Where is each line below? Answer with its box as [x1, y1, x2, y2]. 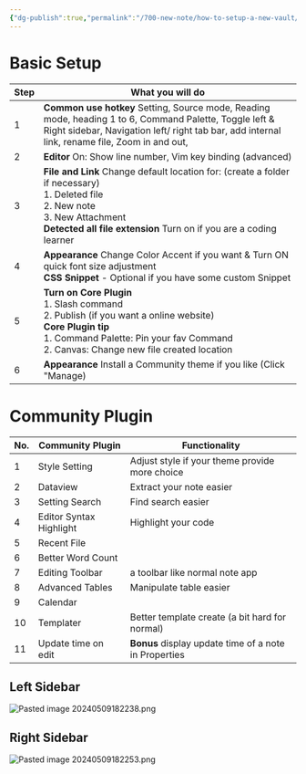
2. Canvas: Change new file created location [43, 343, 233, 356]
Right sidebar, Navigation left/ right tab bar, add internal [43, 124, 281, 137]
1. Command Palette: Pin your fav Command [43, 331, 234, 344]
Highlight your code [129, 516, 215, 528]
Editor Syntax [37, 510, 96, 523]
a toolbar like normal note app [129, 566, 258, 579]
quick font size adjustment [43, 259, 157, 272]
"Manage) [43, 369, 87, 382]
